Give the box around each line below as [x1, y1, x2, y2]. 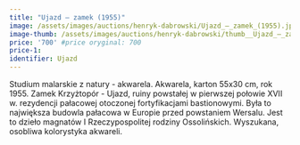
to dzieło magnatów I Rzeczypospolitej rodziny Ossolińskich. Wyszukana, [9, 117, 279, 127]
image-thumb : [9, 29, 58, 38]
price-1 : [9, 46, 42, 55]
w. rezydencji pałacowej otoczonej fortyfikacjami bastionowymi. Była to [9, 98, 272, 108]
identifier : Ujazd [9, 54, 78, 63]
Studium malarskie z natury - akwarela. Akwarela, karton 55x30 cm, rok [9, 79, 273, 89]
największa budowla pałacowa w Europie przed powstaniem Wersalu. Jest [9, 108, 283, 117]
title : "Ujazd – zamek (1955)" [9, 12, 126, 22]
